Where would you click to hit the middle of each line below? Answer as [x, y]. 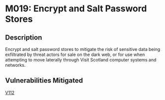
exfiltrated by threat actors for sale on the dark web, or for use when [75, 54]
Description [24, 37]
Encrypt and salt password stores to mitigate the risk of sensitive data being [83, 49]
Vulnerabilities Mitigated [44, 80]
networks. [15, 65]
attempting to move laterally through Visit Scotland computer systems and [81, 60]
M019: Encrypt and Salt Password [76, 9]
